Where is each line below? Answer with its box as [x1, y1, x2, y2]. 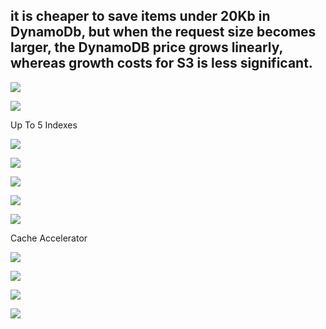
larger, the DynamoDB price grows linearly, [10, 39, 283, 56]
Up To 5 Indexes [10, 119, 78, 131]
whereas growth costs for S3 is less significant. [10, 55, 313, 72]
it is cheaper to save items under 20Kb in [10, 8, 271, 25]
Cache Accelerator [10, 232, 88, 244]
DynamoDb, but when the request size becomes [10, 24, 317, 41]
